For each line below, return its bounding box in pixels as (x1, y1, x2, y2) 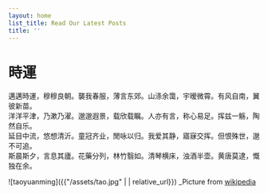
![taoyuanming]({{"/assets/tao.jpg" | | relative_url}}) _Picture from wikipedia (8, 177, 257, 187)
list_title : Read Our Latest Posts (8, 19, 127, 27)
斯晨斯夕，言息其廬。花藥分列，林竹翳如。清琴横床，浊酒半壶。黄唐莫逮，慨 (8, 151, 260, 160)
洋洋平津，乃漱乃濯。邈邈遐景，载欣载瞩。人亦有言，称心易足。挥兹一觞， (8, 111, 253, 121)
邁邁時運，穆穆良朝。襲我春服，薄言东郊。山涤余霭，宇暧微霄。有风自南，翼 (8, 91, 260, 101)
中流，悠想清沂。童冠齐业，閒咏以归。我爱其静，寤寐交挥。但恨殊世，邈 (22, 131, 260, 141)
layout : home (8, 11, 52, 20)
